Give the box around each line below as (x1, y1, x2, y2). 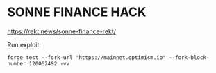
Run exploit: (7, 40, 42, 49)
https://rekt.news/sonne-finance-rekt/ (7, 27, 117, 35)
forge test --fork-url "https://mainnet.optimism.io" (7, 54, 167, 61)
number (7, 60, 26, 67)
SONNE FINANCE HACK (7, 4, 147, 20)
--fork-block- (169, 54, 210, 61)
